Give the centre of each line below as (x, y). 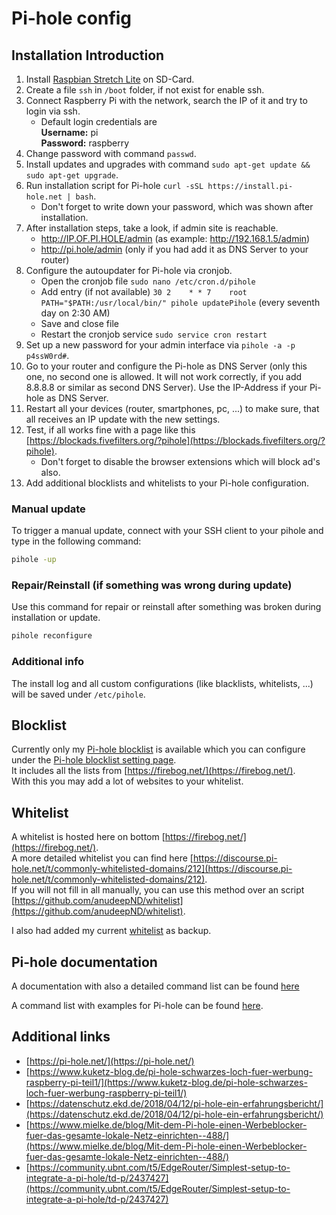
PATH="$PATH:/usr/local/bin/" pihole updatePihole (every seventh (180, 302)
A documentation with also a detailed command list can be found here (155, 986)
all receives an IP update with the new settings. (123, 419)
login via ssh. (53, 111)
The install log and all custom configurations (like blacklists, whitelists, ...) (162, 683)
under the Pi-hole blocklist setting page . (94, 760)
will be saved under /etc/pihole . (78, 694)
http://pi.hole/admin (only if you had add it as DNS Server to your (174, 249)
